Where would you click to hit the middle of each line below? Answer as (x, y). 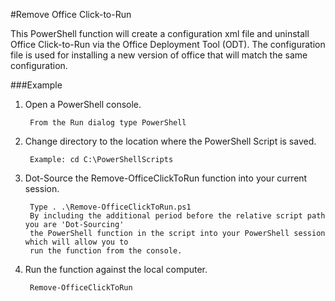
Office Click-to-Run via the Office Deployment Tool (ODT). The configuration (168, 44)
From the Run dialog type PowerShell (108, 123)
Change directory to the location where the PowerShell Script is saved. (170, 141)
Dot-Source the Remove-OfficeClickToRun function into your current (166, 178)
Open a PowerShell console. (83, 104)
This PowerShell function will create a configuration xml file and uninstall (160, 33)
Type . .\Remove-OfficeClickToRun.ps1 (110, 207)
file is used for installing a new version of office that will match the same (159, 55)
